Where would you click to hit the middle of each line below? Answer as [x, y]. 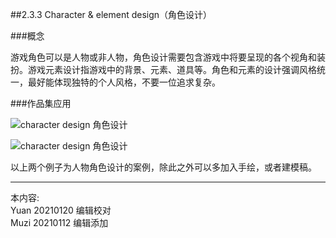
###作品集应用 [41, 103]
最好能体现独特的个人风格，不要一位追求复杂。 [124, 82]
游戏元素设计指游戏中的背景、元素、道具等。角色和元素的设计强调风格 [172, 69]
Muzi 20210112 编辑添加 [59, 222]
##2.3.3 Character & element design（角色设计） [111, 14]
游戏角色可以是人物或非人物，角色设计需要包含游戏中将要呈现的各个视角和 [163, 57]
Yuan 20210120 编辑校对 [61, 210]
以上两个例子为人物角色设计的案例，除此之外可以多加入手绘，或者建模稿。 [163, 167]
